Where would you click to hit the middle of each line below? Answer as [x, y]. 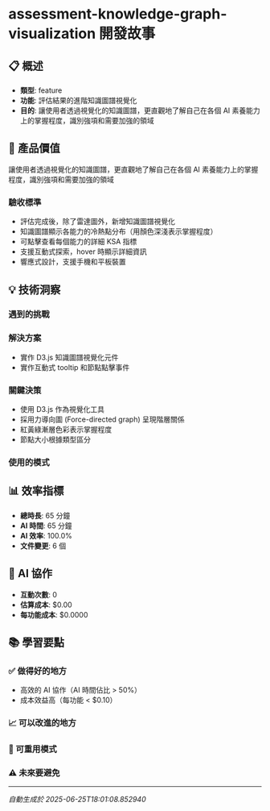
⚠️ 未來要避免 [34, 773]
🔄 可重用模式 [33, 749]
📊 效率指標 [36, 491]
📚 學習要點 [37, 642]
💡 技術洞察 [35, 290]
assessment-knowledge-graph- [118, 14]
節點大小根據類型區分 [55, 439]
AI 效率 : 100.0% [46, 535]
